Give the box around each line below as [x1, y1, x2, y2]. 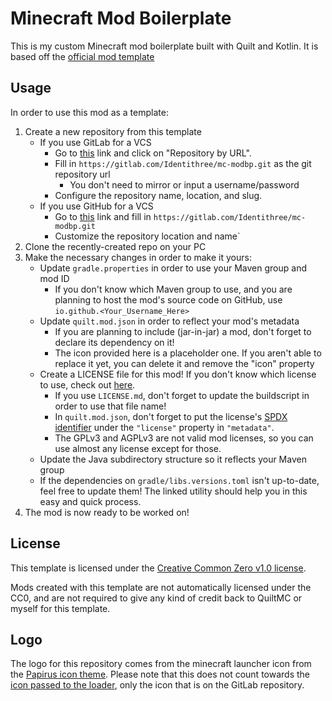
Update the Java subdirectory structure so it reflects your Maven [39, 453, 307, 465]
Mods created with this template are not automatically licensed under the [10, 581, 312, 593]
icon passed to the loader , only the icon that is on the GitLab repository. [10, 679, 305, 691]
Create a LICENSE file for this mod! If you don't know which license [39, 368, 317, 380]
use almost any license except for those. [54, 442, 222, 454]
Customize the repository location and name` [54, 230, 241, 242]
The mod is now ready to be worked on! [24, 506, 190, 518]
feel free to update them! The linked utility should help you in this [39, 485, 308, 497]
